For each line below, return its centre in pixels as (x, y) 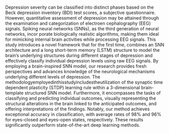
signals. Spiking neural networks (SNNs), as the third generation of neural (82, 29)
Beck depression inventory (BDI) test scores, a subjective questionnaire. (80, 13)
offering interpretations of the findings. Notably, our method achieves (78, 109)
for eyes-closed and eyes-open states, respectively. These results (74, 120)
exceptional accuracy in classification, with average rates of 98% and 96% (83, 114)
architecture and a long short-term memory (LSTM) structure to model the (82, 50)
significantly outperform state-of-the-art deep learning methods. (73, 125)
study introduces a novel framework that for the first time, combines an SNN (85, 45)
